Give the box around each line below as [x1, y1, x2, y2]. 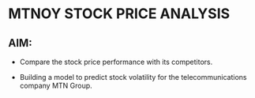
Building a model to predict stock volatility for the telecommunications [19, 73, 247, 81]
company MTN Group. [19, 81, 92, 90]
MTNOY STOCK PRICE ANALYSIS [8, 5, 231, 23]
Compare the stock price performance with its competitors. [19, 57, 213, 66]
